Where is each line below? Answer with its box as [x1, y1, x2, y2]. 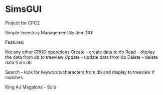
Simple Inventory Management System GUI [5, 29, 94, 35]
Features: [5, 39, 25, 45]
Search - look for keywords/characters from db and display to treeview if [5, 69, 155, 75]
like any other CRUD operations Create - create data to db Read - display [5, 49, 156, 55]
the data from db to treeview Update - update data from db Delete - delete [5, 54, 158, 60]
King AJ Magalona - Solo [5, 84, 56, 90]
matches [5, 74, 23, 80]
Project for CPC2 [5, 20, 40, 26]
